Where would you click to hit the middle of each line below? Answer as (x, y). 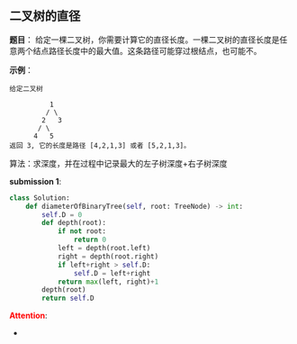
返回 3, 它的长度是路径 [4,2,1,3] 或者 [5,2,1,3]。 (100, 145)
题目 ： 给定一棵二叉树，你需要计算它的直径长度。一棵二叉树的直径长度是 (144, 40)
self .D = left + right (112, 273)
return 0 (90, 240)
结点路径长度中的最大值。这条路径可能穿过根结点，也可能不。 (147, 50)
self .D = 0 (62, 214)
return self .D (68, 299)
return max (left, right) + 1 (108, 282)
